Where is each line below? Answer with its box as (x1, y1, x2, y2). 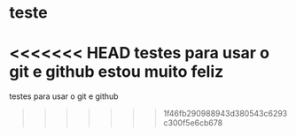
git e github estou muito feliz (9, 62, 224, 82)
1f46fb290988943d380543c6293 (163, 109, 288, 119)
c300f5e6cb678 (163, 117, 223, 128)
